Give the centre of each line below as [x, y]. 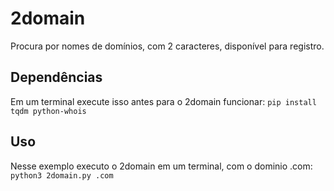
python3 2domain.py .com [62, 175]
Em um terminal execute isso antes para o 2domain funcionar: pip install [163, 101]
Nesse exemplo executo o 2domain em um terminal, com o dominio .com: [161, 166]
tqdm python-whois [48, 111]
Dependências [56, 77]
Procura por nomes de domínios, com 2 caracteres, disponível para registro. [167, 46]
